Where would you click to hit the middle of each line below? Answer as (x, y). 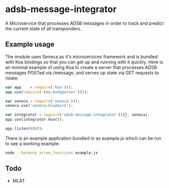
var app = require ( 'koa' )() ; (39, 87)
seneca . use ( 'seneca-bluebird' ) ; (39, 106)
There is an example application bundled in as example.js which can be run (83, 138)
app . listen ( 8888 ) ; (24, 129)
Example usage (30, 45)
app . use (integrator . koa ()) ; (35, 119)
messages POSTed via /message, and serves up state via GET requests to (82, 73)
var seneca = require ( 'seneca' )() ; (43, 101)
